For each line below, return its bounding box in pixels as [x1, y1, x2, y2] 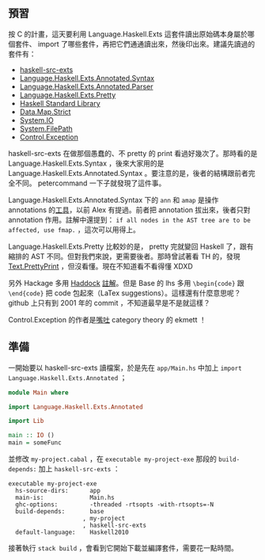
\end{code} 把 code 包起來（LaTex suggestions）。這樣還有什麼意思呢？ [8, 288, 241, 298]
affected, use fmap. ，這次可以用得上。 [8, 224, 140, 234]
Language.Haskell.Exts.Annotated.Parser [19, 82, 153, 91]
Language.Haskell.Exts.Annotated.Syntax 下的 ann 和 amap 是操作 [8, 195, 219, 204]
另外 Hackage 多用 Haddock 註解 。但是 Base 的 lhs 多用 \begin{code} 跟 [8, 278, 244, 288]
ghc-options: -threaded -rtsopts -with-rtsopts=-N [15, 501, 214, 509]
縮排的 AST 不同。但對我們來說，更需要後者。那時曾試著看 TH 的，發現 [8, 251, 240, 261]
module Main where [8, 388, 69, 397]
